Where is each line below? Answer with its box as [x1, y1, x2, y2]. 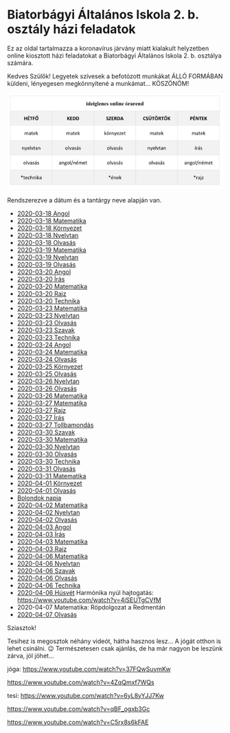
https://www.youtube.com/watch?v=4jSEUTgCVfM [16, 596, 161, 604]
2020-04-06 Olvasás [16, 574, 78, 582]
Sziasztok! [7, 623, 36, 631]
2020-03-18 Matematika [16, 216, 87, 224]
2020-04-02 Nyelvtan [16, 508, 80, 516]
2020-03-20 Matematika [16, 282, 88, 290]
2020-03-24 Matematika [16, 347, 88, 356]
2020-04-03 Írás [16, 530, 65, 538]
